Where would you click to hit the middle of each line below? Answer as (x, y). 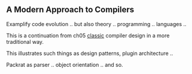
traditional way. (25, 41)
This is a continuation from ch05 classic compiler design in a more (88, 36)
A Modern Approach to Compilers (70, 10)
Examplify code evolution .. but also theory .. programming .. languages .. (96, 24)
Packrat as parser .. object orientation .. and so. (65, 65)
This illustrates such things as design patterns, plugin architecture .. (90, 53)
